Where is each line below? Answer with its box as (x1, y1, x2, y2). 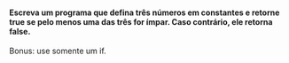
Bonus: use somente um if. (9, 45, 106, 57)
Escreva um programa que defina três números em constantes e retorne (9, 7, 280, 18)
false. (9, 26, 31, 36)
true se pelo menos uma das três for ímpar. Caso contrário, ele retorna (9, 16, 273, 27)
